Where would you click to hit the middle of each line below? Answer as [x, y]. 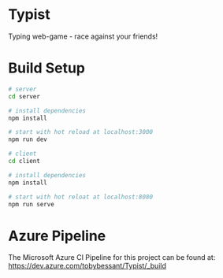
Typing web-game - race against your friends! [83, 36]
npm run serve [32, 204]
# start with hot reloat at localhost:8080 [81, 197]
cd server [24, 96]
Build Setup [46, 68]
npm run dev [28, 139]
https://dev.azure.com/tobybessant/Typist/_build [87, 266]
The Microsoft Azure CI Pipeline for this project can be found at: [112, 258]
